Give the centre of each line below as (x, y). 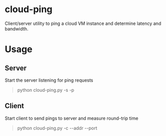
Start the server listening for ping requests (49, 80)
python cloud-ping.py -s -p (46, 90)
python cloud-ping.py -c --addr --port (57, 128)
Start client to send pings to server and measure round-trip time (72, 118)
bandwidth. (16, 28)
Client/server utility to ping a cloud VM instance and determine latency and (83, 23)
